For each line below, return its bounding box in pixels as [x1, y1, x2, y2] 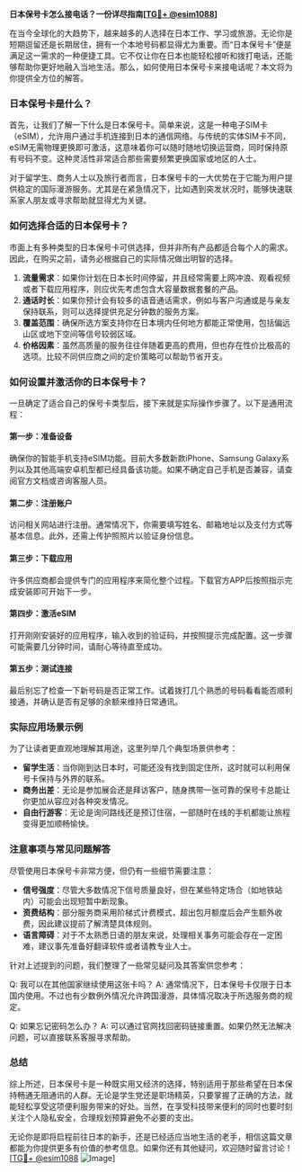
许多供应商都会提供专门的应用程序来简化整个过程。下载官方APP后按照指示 [9, 575, 285, 586]
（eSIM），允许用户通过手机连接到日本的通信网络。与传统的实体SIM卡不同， [9, 130, 290, 142]
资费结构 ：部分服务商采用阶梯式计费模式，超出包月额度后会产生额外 [22, 907, 275, 917]
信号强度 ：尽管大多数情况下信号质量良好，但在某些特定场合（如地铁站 [22, 884, 283, 895]
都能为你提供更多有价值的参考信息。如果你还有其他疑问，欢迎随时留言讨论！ [9, 1142, 293, 1153]
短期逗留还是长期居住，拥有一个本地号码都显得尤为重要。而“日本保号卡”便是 [9, 40, 292, 49]
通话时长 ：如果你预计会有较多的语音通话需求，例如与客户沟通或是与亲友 [22, 294, 290, 305]
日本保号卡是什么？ [9, 97, 93, 110]
